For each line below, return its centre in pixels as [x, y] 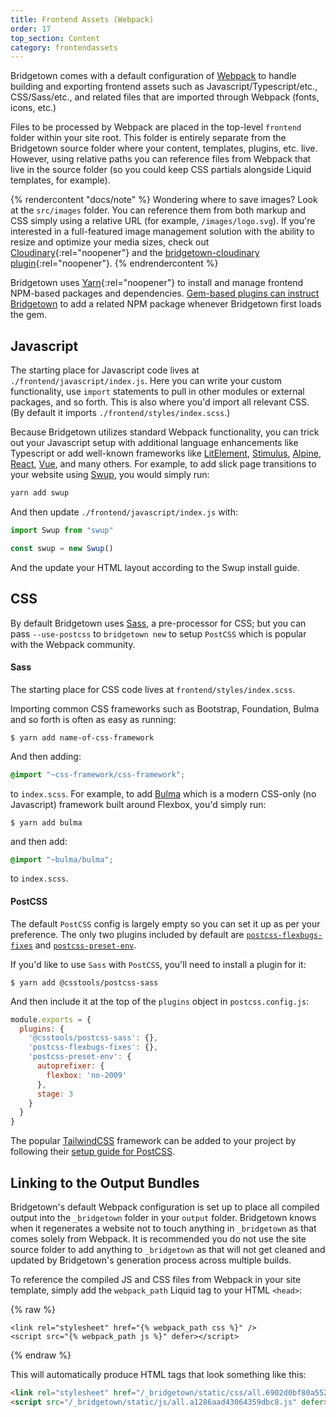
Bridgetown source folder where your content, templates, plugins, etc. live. [164, 148]
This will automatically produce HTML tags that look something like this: [158, 1374]
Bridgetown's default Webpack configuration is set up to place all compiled [165, 1207]
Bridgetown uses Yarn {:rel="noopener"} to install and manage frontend [157, 283]
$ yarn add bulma [46, 822]
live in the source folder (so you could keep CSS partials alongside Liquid [161, 170]
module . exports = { [51, 1019]
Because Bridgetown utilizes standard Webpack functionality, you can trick [165, 432]
